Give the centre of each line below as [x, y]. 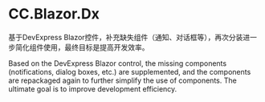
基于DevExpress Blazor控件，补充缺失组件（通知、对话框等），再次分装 [126, 37]
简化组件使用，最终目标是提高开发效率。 [82, 47]
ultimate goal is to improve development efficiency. [93, 88]
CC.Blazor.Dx [54, 14]
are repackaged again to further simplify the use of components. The [122, 80]
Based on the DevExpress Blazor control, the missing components [118, 63]
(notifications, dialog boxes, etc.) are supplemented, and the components [130, 71]
